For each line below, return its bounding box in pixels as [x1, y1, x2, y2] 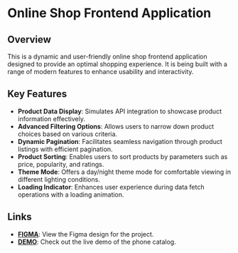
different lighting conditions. [17, 175, 101, 183]
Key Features [7, 88, 67, 100]
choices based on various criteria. [17, 130, 118, 138]
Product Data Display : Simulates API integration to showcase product [17, 107, 222, 115]
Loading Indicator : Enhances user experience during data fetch [17, 182, 205, 191]
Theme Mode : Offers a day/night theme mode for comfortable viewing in [17, 167, 231, 176]
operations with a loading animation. [17, 190, 124, 199]
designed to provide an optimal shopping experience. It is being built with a [7, 60, 227, 68]
